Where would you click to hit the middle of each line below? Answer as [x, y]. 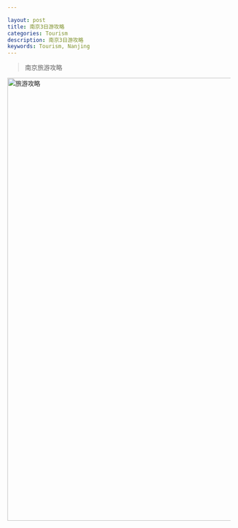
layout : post [27, 20]
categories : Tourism [38, 33]
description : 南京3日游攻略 [45, 40]
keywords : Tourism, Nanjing [49, 47]
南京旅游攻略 [43, 67]
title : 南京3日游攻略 [36, 27]
